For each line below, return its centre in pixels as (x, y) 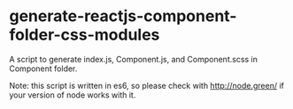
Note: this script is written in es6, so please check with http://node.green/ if (147, 85)
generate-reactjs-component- (123, 16)
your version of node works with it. (73, 95)
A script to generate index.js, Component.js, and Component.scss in (134, 59)
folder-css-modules (85, 35)
